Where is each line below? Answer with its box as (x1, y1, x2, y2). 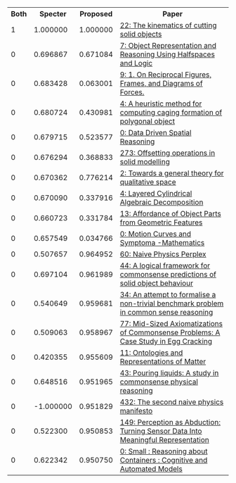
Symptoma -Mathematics (119, 238, 205, 247)
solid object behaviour (119, 278, 193, 288)
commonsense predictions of (119, 270, 216, 279)
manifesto (119, 406, 153, 415)
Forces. (119, 87, 145, 97)
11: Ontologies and (119, 348, 183, 358)
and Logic (119, 58, 153, 68)
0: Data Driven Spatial (119, 128, 192, 137)
